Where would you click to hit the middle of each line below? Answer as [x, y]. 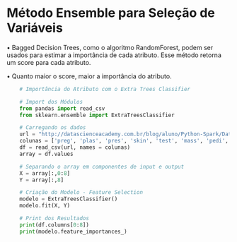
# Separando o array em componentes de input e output [102, 167]
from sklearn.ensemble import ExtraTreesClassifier [97, 115]
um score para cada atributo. [49, 62]
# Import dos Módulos [51, 102]
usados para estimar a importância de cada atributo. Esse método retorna [114, 55]
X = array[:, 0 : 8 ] [45, 173]
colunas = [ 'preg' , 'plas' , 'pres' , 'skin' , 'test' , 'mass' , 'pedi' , [124, 141]
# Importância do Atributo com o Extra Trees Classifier [105, 89]
